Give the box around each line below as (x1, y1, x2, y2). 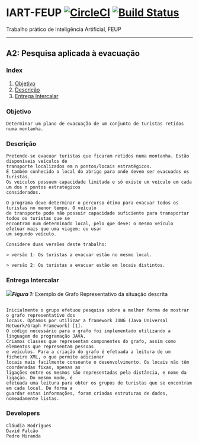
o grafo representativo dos (6, 312, 76, 318)
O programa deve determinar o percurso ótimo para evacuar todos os (6, 200, 179, 206)
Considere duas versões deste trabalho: (6, 241, 108, 248)
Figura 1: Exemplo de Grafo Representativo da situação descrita (12, 290, 168, 297)
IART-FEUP (6, 6, 62, 20)
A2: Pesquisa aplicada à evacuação (6, 48, 140, 59)
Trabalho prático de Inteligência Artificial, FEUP (6, 26, 121, 33)
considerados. (6, 190, 41, 196)
